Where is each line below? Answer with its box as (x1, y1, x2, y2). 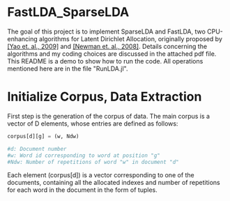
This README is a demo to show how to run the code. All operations (7, 57, 204, 65)
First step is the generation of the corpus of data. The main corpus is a (7, 112, 210, 120)
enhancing (7, 34, 38, 43)
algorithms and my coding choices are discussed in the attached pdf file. (7, 50, 217, 58)
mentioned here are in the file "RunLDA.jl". (7, 64, 128, 73)
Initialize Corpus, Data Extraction (7, 89, 202, 105)
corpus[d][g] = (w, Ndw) (7, 133, 79, 140)
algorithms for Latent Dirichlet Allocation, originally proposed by (39, 34, 223, 43)
